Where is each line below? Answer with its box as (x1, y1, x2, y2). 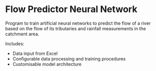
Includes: (5, 40, 24, 46)
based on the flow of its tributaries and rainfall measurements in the (5, 25, 146, 31)
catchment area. (5, 31, 39, 37)
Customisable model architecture (12, 61, 82, 67)
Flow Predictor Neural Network (5, 4, 138, 15)
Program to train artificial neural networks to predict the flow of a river (5, 20, 151, 26)
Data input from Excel (12, 50, 58, 56)
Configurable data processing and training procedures (12, 55, 126, 61)
